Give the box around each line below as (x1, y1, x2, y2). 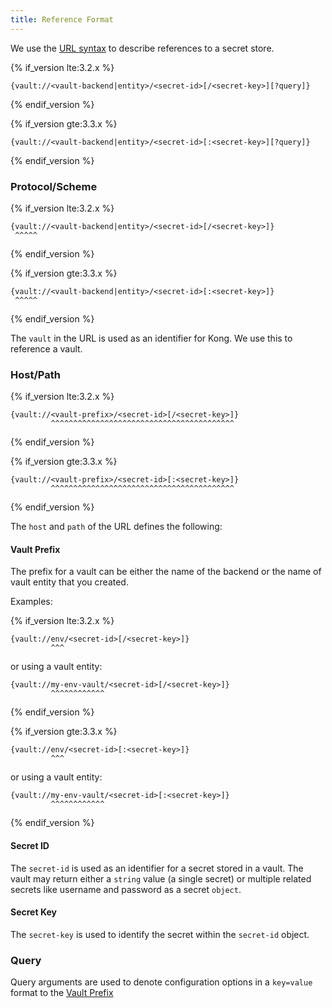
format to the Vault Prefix (10, 987, 114, 999)
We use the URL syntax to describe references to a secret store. (10, 42, 275, 54)
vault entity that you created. (10, 576, 129, 588)
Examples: (10, 596, 53, 608)
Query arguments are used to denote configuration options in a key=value (10, 976, 313, 988)
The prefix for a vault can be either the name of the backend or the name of (10, 566, 322, 578)
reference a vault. (10, 342, 83, 355)
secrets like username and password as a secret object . (10, 883, 242, 895)
